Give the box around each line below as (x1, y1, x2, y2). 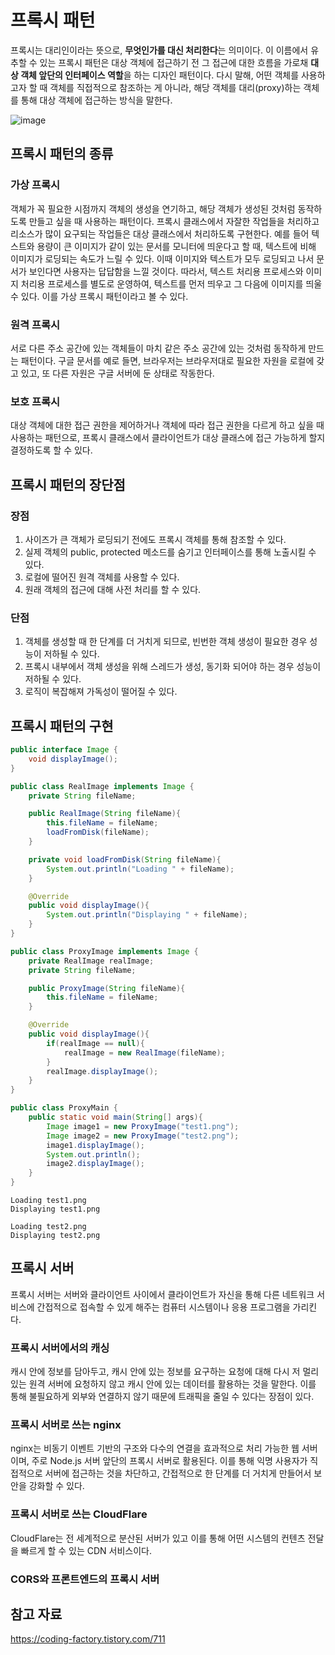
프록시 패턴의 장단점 (10, 476, 126, 493)
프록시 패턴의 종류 (10, 146, 114, 163)
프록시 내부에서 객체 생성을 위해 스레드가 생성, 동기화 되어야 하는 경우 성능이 (24, 661, 322, 673)
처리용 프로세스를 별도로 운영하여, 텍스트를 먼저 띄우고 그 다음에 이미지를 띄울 (20, 277, 323, 290)
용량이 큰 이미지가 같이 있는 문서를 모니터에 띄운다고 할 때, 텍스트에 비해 (36, 240, 317, 252)
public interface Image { (10, 745, 118, 755)
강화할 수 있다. (28, 1480, 85, 1492)
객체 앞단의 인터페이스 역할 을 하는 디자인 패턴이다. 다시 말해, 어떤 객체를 (20, 69, 300, 81)
